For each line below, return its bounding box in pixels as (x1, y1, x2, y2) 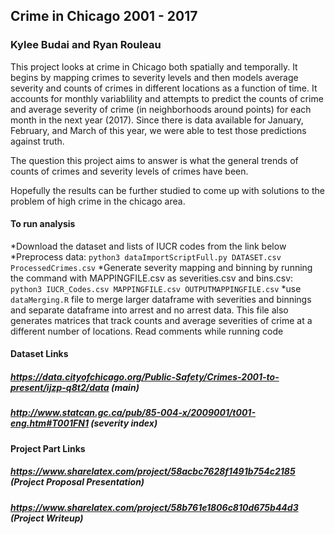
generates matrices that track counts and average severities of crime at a (10, 314, 313, 326)
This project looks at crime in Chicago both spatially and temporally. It (10, 60, 298, 73)
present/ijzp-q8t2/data (10, 382, 110, 394)
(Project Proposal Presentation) (10, 476, 145, 488)
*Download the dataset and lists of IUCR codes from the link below (10, 240, 287, 252)
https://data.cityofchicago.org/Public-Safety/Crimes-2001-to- (10, 371, 280, 383)
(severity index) (90, 417, 158, 429)
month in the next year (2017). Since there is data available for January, (10, 114, 304, 126)
